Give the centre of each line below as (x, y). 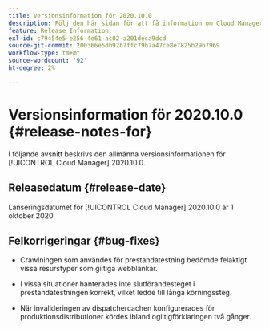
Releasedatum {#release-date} (87, 188)
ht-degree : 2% (32, 68)
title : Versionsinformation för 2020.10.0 (80, 16)
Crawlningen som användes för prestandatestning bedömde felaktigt (133, 260)
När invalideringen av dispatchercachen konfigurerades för (117, 308)
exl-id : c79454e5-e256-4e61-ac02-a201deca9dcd (87, 38)
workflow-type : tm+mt (44, 53)
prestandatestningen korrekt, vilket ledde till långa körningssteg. (126, 293)
